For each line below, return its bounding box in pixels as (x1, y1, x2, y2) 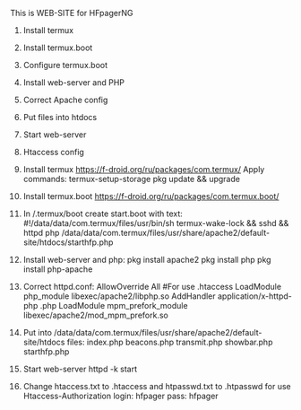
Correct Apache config (22, 94, 108, 105)
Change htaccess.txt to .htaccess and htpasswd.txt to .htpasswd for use (22, 381, 291, 391)
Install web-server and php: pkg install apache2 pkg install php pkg (22, 255, 271, 265)
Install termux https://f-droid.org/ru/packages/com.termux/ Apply (22, 164, 265, 174)
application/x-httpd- (217, 291, 292, 301)
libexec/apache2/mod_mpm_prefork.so (22, 310, 168, 320)
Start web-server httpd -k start (22, 363, 138, 374)
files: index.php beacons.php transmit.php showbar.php (66, 336, 273, 347)
